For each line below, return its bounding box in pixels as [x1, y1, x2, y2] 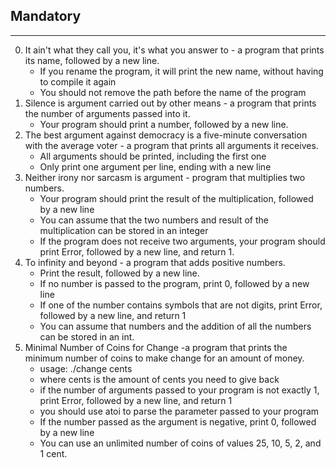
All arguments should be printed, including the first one [39, 150, 267, 162]
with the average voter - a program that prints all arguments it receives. [24, 139, 319, 151]
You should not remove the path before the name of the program [39, 86, 307, 98]
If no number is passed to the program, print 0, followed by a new [39, 277, 310, 289]
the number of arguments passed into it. [24, 107, 191, 119]
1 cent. [39, 447, 68, 459]
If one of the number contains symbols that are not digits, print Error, [39, 299, 323, 311]
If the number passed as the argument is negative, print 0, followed [39, 415, 317, 428]
